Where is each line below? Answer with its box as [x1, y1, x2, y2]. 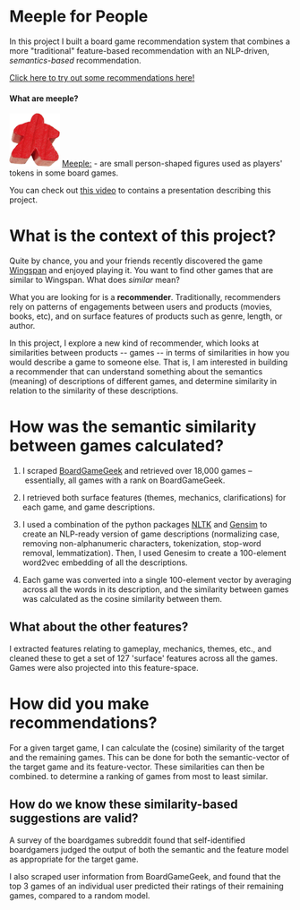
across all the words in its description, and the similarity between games [21, 584, 289, 595]
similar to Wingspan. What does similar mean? [9, 275, 181, 286]
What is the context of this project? [9, 226, 277, 246]
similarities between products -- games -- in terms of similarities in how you [9, 348, 290, 358]
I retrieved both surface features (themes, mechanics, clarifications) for [21, 493, 287, 503]
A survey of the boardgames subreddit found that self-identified [9, 835, 246, 846]
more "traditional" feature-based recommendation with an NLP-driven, [9, 45, 270, 56]
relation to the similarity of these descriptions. [9, 385, 179, 396]
